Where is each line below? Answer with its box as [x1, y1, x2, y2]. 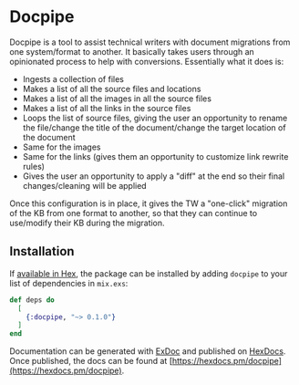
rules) [22, 161, 46, 172]
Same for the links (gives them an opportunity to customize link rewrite [22, 151, 289, 161]
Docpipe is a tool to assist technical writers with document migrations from [9, 36, 291, 47]
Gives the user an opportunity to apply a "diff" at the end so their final [22, 171, 285, 182]
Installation [9, 244, 75, 259]
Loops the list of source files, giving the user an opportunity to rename [22, 112, 288, 123]
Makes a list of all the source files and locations [22, 83, 201, 94]
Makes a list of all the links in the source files [22, 102, 191, 113]
